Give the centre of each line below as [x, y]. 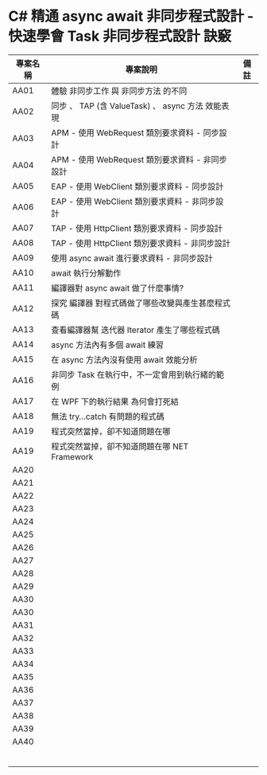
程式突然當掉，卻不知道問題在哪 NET [120, 446]
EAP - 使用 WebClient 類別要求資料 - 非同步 [133, 202]
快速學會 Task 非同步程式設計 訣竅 [120, 36]
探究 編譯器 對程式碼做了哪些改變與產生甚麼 [133, 303]
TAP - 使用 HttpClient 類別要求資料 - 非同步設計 [141, 243]
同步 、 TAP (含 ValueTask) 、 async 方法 [128, 106]
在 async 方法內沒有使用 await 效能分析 [124, 359]
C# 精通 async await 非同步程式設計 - [131, 16]
